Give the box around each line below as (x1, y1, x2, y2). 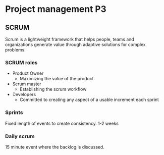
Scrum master (12, 81, 41, 87)
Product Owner (12, 70, 44, 76)
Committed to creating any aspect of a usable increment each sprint (19, 97, 159, 103)
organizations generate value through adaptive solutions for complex (5, 42, 146, 48)
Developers (12, 92, 36, 98)
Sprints (5, 109, 23, 116)
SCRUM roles (5, 59, 38, 66)
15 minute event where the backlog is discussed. (5, 144, 105, 150)
